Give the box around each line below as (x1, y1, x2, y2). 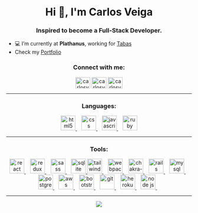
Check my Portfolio (14, 48, 62, 55)
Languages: (81, 101, 117, 110)
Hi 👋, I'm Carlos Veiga (45, 5, 153, 19)
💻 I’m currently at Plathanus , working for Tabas (14, 40, 132, 47)
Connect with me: (72, 63, 126, 71)
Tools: (90, 145, 108, 153)
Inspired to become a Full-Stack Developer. (36, 27, 162, 35)
